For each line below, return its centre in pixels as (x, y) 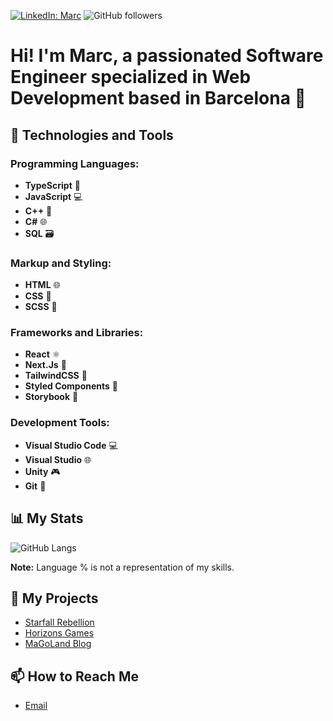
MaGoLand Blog (58, 644)
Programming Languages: (75, 163)
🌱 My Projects (54, 598)
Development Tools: (60, 423)
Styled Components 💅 (71, 386)
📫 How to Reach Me (74, 676)
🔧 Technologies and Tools (92, 135)
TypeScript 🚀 (52, 185)
